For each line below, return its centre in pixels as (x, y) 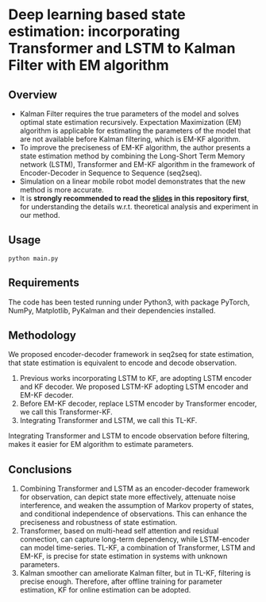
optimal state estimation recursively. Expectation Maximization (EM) (131, 122)
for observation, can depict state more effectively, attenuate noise (127, 497)
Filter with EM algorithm (89, 66)
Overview (33, 94)
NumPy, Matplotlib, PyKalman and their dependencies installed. (112, 310)
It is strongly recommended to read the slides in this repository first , (134, 198)
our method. (40, 215)
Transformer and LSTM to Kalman (122, 49)
